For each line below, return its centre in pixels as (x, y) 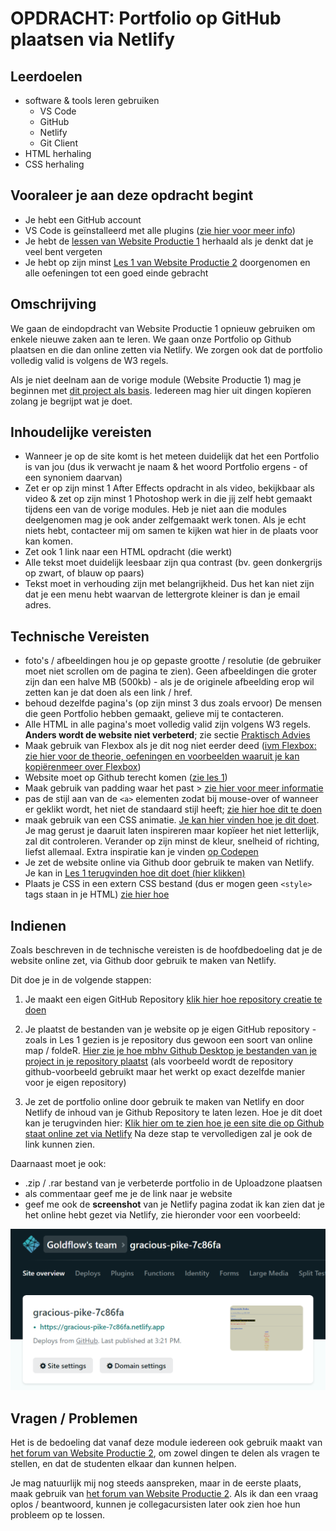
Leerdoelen (46, 76)
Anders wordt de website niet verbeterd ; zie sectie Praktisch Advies (167, 735)
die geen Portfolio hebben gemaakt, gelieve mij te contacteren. (154, 714)
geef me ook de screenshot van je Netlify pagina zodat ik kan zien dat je (174, 1204)
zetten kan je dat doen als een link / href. (108, 693)
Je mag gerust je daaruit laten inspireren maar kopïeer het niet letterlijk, (172, 831)
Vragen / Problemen (74, 1418)
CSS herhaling (54, 164)
